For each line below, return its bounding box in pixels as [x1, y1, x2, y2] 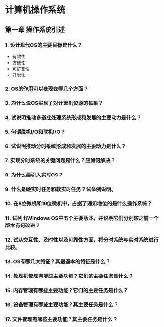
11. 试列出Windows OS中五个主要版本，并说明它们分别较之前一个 [5, 215, 159, 222]
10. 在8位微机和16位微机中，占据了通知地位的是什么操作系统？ [5, 201, 153, 207]
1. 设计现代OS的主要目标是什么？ [5, 41, 82, 48]
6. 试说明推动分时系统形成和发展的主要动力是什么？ [5, 143, 126, 150]
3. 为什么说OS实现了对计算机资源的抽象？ [5, 100, 104, 106]
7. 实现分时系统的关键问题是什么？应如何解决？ [5, 157, 116, 164]
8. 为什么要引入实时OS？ [5, 172, 64, 178]
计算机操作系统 [5, 4, 66, 16]
